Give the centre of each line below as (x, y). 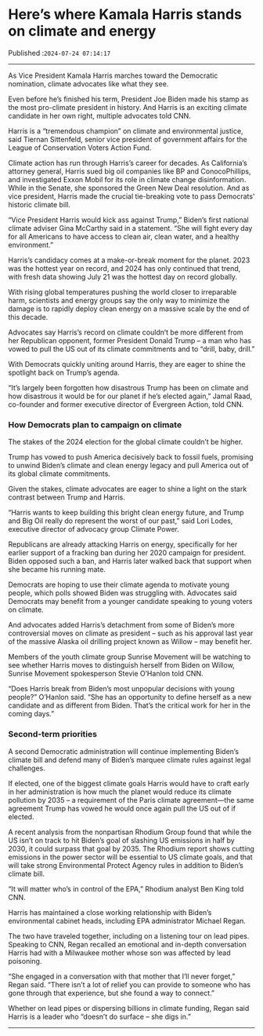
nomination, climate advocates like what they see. (88, 83)
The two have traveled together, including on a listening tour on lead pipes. (129, 935)
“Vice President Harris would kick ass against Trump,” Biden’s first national (128, 220)
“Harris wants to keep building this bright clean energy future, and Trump (126, 513)
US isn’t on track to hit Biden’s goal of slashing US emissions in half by (121, 840)
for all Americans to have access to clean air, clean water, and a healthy (124, 236)
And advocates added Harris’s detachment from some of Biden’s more (121, 625)
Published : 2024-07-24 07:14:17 (59, 53)
